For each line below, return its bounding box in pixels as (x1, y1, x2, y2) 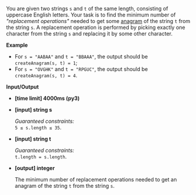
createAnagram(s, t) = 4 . (14, 72, 78, 79)
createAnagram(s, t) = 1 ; (14, 59, 78, 66)
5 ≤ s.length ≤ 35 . (14, 124, 62, 131)
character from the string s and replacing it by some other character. (6, 30, 173, 37)
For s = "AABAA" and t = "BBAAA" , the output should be (14, 53, 148, 60)
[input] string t (14, 135, 51, 142)
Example (6, 41, 28, 48)
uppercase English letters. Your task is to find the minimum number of (6, 11, 176, 18)
